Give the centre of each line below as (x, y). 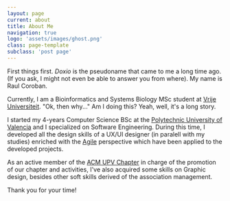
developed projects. (35, 149)
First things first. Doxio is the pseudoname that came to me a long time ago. (114, 71)
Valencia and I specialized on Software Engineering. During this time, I (106, 127)
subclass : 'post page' (39, 52)
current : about (29, 20)
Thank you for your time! (42, 190)
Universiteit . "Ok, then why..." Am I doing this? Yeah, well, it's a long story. (112, 106)
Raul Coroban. (27, 86)
